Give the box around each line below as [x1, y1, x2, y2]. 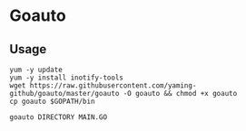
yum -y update [9, 65, 64, 74]
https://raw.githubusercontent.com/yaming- [29, 81, 197, 90]
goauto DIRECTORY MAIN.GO [9, 113, 107, 122]
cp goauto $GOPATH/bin [9, 97, 95, 106]
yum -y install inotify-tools [9, 73, 124, 82]
